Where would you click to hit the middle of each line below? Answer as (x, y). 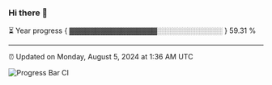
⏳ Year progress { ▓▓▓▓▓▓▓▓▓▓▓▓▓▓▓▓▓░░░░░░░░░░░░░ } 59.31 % (132, 30)
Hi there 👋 (28, 13)
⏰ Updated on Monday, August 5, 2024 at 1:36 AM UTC (101, 57)
